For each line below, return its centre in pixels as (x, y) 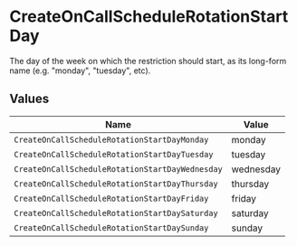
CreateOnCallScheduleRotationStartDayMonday (111, 139)
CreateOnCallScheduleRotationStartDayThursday (116, 184)
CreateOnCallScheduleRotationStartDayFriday (111, 198)
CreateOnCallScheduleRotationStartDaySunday (111, 227)
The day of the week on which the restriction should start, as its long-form (148, 61)
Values (29, 99)
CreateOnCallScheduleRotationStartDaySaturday (116, 213)
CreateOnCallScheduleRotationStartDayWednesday (119, 169)
